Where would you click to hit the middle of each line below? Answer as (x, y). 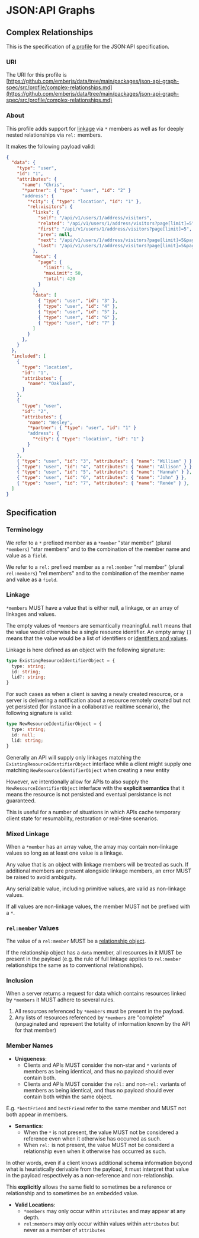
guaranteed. (21, 801)
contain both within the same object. (68, 1097)
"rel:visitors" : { (50, 207)
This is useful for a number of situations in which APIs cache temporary (93, 812)
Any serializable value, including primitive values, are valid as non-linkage (96, 889)
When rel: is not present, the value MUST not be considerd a (99, 1145)
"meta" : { (45, 257)
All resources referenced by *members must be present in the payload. (99, 1012)
